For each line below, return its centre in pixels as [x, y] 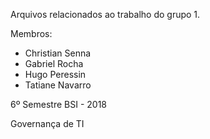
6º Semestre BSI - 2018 [58, 104]
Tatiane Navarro [58, 85]
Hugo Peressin [55, 74]
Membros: [31, 33]
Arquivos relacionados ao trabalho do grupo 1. [105, 14]
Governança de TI [47, 123]
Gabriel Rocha [54, 63]
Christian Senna [58, 53]
